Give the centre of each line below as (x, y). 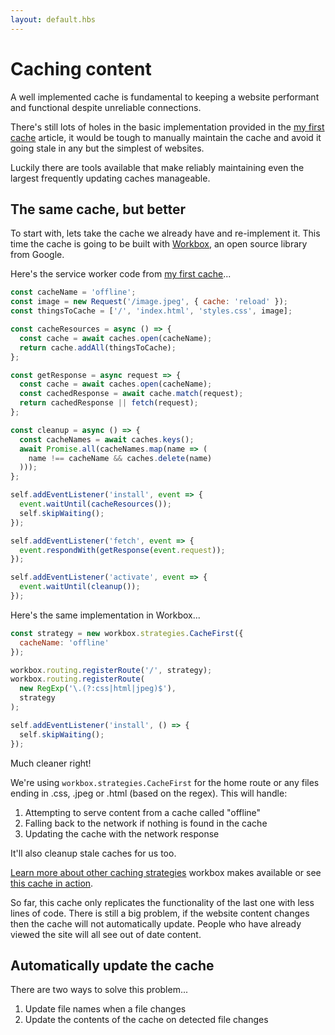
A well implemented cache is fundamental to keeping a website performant (165, 97)
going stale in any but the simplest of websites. (107, 148)
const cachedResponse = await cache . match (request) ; (131, 394)
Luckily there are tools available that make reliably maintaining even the (157, 167)
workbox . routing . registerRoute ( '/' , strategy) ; (111, 670)
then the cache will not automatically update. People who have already (156, 923)
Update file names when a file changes (105, 1009)
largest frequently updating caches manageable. (110, 178)
